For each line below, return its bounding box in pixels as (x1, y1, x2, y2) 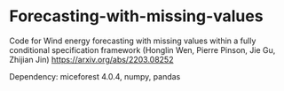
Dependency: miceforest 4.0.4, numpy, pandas (9, 71, 181, 81)
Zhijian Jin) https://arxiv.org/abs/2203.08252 (9, 54, 174, 64)
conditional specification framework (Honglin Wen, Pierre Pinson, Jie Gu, (9, 44, 276, 55)
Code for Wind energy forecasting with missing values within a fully (9, 35, 256, 46)
